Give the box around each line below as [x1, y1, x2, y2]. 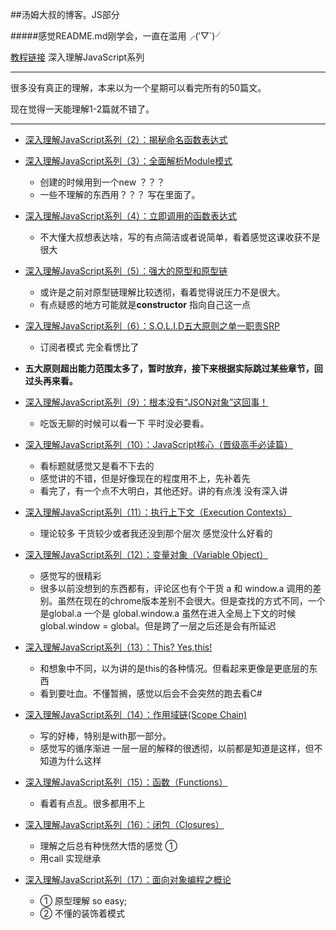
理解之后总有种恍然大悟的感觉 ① [39, 840, 178, 852]
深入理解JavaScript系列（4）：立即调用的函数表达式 [24, 210, 238, 222]
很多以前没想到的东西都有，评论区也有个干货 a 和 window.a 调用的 [39, 583, 313, 594]
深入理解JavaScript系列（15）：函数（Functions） [24, 776, 228, 788]
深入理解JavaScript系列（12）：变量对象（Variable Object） [24, 549, 269, 560]
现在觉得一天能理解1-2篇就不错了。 [10, 103, 155, 115]
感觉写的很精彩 [39, 570, 102, 582]
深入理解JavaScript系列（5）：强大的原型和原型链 [24, 265, 228, 277]
